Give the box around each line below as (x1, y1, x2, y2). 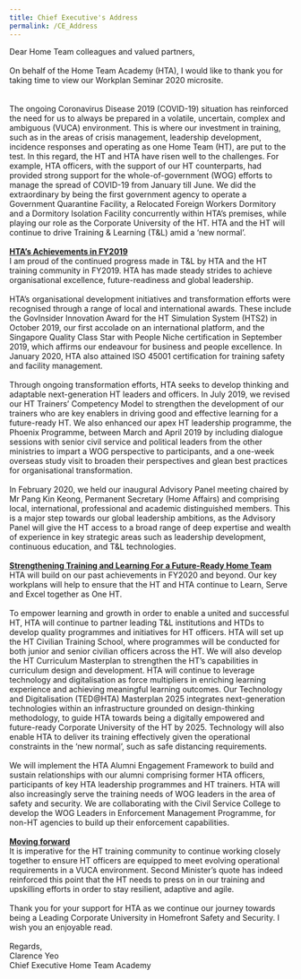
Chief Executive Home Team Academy (9, 959, 151, 970)
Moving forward (9, 836, 71, 846)
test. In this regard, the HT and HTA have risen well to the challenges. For (9, 150, 279, 161)
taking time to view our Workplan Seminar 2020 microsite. (9, 74, 224, 85)
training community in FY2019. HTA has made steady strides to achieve (9, 265, 273, 276)
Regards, (9, 940, 43, 951)
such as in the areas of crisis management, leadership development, (9, 132, 262, 142)
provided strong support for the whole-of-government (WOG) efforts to (9, 169, 273, 180)
